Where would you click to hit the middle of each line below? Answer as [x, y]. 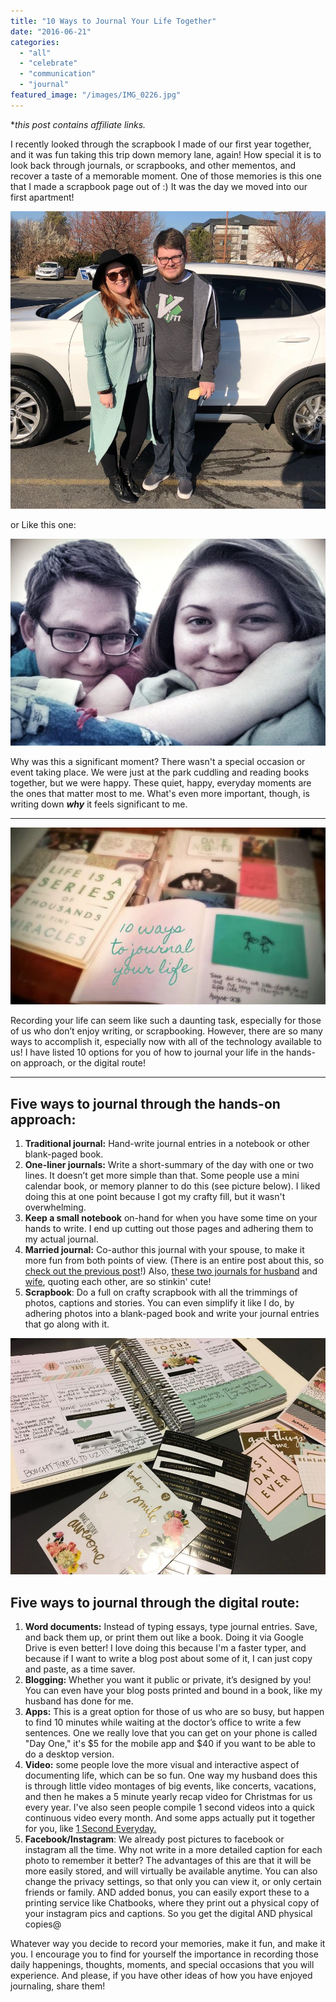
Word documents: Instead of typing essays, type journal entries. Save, [171, 1626]
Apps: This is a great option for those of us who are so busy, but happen [174, 1711]
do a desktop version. [69, 1754]
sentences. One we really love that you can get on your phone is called [171, 1732]
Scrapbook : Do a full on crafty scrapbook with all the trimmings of [161, 1292]
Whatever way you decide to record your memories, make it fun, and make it [168, 1943]
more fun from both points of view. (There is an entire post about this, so [174, 1261]
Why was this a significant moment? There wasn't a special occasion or [158, 762]
